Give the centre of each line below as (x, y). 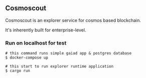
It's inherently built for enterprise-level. (46, 30)
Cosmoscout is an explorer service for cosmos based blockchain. (73, 20)
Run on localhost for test (36, 43)
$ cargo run (18, 71)
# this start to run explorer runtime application (59, 66)
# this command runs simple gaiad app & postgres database (68, 53)
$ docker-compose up (27, 58)
